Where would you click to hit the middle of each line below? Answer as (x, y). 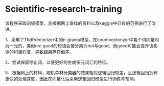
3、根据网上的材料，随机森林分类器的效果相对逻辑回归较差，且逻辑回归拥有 (82, 72)
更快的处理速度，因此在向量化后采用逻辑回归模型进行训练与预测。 (71, 79)
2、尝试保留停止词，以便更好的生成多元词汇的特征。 (58, 62)
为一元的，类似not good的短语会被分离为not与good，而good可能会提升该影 (82, 45)
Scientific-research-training (64, 9)
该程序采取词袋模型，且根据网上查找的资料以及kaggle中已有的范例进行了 (78, 23)
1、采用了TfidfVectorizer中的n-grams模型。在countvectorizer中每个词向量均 (82, 40)
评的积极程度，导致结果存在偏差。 (39, 52)
